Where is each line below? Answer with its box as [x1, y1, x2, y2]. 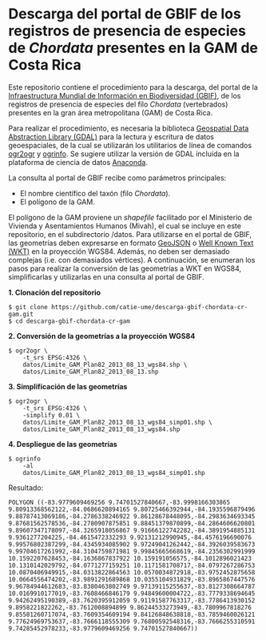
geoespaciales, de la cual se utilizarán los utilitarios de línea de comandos [8, 140, 252, 150]
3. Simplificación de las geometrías [8, 381, 128, 391]
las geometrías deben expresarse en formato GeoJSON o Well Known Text [8, 238, 254, 248]
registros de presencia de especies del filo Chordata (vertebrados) [8, 99, 228, 109]
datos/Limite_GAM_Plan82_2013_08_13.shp [22, 368, 159, 376]
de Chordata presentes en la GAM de [8, 39, 258, 57]
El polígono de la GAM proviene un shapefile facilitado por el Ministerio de [8, 212, 252, 222]
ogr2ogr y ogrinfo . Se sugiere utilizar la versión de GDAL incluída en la [8, 149, 240, 159]
